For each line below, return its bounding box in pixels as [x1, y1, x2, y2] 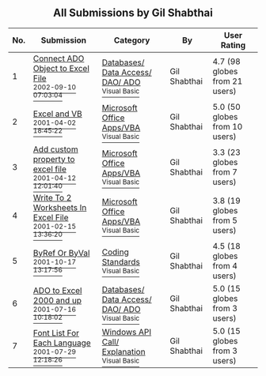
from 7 [212, 166, 237, 177]
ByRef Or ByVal [32, 247, 90, 258]
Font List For [32, 327, 80, 338]
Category [113, 35, 150, 46]
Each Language [32, 337, 91, 348]
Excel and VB [32, 108, 82, 119]
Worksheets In [32, 201, 87, 212]
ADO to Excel [32, 284, 82, 295]
